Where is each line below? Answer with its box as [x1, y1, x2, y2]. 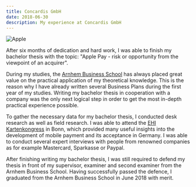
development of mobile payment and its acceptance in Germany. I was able [6, 132, 188, 139]
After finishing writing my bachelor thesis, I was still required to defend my [6, 156, 185, 163]
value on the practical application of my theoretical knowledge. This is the [6, 77, 184, 84]
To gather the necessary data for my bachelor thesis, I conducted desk [6, 113, 177, 120]
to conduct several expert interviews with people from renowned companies [6, 138, 190, 145]
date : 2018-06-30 [6, 14, 49, 20]
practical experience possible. [6, 102, 79, 109]
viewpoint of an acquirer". [6, 59, 68, 66]
